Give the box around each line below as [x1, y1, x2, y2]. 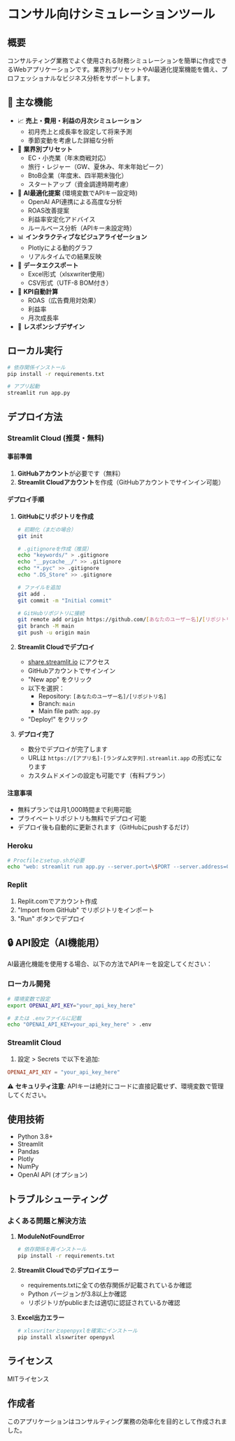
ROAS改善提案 [27, 206, 70, 215]
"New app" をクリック [27, 675, 92, 684]
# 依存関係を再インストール [17, 1245, 87, 1252]
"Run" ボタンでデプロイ [17, 914, 86, 923]
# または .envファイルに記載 [7, 1015, 82, 1022]
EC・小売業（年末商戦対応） [27, 154, 111, 162]
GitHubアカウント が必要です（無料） [17, 469, 124, 478]
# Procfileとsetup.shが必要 [7, 857, 85, 864]
